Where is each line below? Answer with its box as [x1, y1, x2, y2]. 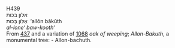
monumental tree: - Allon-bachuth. [6, 37, 92, 43]
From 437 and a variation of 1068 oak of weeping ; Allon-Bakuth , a [6, 30, 170, 37]
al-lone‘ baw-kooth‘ [6, 24, 55, 31]
